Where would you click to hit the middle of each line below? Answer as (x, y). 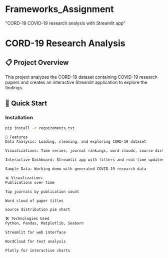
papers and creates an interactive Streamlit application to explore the (76, 82)
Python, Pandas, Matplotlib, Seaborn (44, 223)
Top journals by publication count (42, 191)
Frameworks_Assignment (59, 9)
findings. (14, 87)
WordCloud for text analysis (35, 241)
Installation (19, 118)
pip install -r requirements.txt (40, 128)
